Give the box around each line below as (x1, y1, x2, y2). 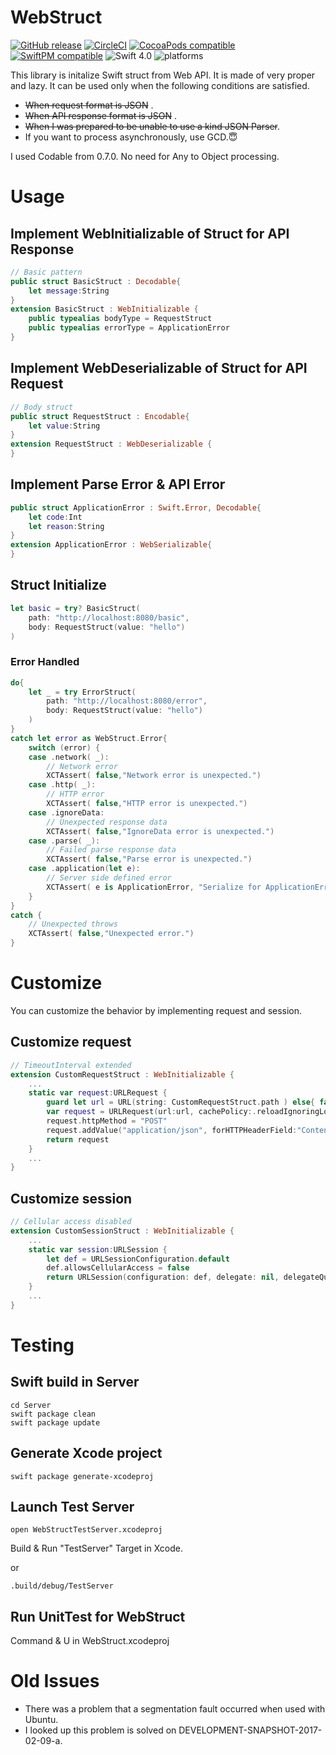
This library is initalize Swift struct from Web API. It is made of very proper (10, 69, 316, 81)
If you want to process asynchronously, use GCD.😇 (24, 131, 238, 143)
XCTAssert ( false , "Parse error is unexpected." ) (46, 854, 253, 865)
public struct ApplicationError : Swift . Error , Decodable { (10, 502, 262, 513)
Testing (10, 1334, 75, 1357)
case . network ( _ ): (28, 752, 110, 762)
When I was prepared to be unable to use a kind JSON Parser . (24, 120, 280, 132)
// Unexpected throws (28, 919, 118, 930)
